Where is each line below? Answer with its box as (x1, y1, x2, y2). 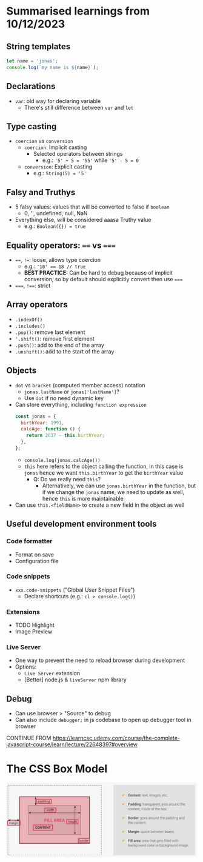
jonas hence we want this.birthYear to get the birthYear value (24, 469, 184, 476)
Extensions (6, 607, 41, 616)
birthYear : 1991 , (21, 419, 65, 426)
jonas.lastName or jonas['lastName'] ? (24, 388, 120, 395)
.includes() (15, 323, 45, 329)
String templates (6, 41, 71, 52)
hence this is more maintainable (42, 495, 124, 502)
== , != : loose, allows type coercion (15, 256, 101, 263)
